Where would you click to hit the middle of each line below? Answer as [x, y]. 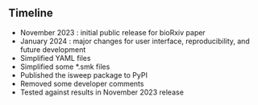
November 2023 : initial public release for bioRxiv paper [112, 32]
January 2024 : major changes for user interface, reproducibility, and [135, 41]
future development [53, 49]
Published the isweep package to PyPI [83, 75]
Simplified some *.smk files [65, 67]
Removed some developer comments [82, 83]
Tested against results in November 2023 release [102, 92]
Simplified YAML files [55, 58]
